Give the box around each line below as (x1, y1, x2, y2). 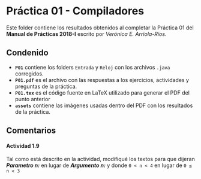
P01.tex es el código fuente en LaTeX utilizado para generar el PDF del (14, 89, 190, 96)
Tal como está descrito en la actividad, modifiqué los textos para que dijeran (6, 156, 195, 163)
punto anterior (14, 95, 50, 102)
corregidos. (14, 70, 44, 77)
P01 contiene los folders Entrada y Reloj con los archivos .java (14, 63, 170, 71)
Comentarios (6, 126, 56, 136)
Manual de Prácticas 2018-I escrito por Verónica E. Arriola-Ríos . (6, 30, 167, 37)
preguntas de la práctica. (14, 83, 77, 90)
